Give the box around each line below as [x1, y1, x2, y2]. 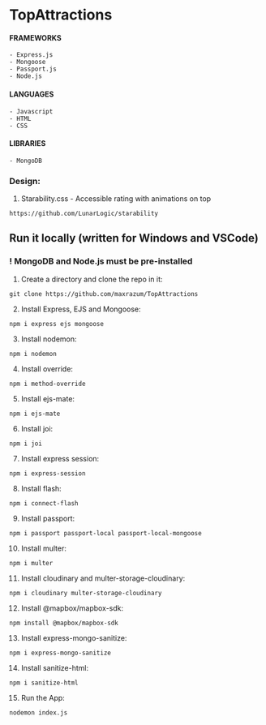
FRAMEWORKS [9, 32, 62, 42]
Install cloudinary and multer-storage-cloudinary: [20, 573, 186, 583]
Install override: [20, 363, 74, 374]
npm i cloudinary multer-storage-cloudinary [9, 589, 162, 597]
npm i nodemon [9, 350, 58, 358]
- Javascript [9, 107, 54, 115]
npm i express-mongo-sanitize [9, 649, 112, 657]
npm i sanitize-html [9, 679, 79, 687]
